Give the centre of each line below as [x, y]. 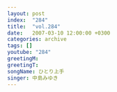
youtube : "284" [29, 53]
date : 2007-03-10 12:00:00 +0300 [59, 33]
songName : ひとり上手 [36, 71]
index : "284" [28, 20]
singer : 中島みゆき [33, 78]
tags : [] [20, 46]
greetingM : [23, 59]
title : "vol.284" [34, 26]
